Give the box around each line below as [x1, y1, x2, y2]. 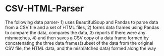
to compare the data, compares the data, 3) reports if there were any [5, 29, 146, 35]
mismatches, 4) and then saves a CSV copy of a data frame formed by [5, 35, 149, 41]
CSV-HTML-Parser [5, 3, 84, 14]
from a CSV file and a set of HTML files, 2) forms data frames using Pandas [5, 24, 160, 30]
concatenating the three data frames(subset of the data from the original [5, 40, 154, 46]
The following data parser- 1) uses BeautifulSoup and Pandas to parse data [5, 19, 159, 25]
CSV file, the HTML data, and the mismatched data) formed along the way [5, 45, 156, 51]
